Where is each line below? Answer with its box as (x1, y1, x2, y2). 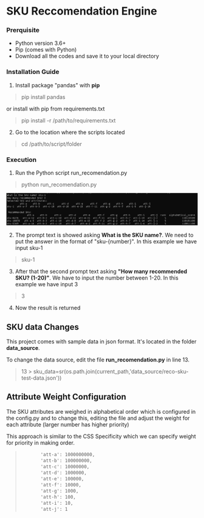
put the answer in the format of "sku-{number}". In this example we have (15, 238, 197, 245)
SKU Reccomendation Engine (6, 4, 157, 18)
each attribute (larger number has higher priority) (6, 420, 129, 428)
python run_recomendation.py (21, 181, 97, 189)
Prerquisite (6, 26, 39, 35)
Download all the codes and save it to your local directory (15, 53, 160, 60)
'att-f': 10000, (40, 482, 82, 488)
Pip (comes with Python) (15, 46, 77, 53)
